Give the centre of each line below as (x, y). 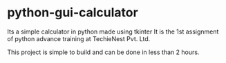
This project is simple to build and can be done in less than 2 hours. (103, 52)
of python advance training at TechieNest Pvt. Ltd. (79, 38)
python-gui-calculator (73, 13)
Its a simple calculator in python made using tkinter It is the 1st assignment (113, 32)
